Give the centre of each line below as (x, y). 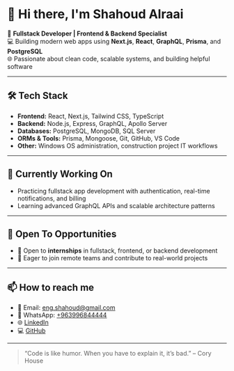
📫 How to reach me (51, 287)
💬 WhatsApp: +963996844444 (62, 315)
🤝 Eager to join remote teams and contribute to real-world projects (112, 258)
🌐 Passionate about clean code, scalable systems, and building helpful (109, 58)
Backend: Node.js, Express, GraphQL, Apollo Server (92, 123)
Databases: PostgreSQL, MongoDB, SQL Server (86, 131)
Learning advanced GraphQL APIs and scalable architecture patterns (116, 205)
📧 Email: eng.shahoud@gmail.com (67, 308)
